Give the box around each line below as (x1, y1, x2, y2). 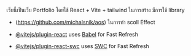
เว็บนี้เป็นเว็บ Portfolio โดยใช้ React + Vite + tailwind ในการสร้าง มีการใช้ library (6, 7, 185, 13)
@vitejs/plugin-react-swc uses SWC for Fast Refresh (15, 43, 149, 49)
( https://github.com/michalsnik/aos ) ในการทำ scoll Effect (15, 19, 155, 26)
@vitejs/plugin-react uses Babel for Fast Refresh (15, 31, 139, 38)
